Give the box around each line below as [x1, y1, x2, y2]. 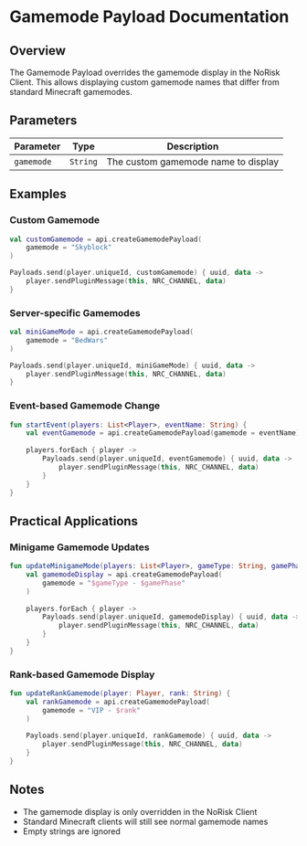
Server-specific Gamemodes [9, 306, 141, 319]
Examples [9, 186, 67, 202]
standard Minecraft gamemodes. [9, 87, 132, 97]
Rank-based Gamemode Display [9, 668, 155, 681]
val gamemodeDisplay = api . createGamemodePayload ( [26, 570, 223, 579]
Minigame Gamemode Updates [9, 541, 150, 554]
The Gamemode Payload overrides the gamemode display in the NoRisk [9, 67, 281, 78]
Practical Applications [9, 513, 139, 529]
